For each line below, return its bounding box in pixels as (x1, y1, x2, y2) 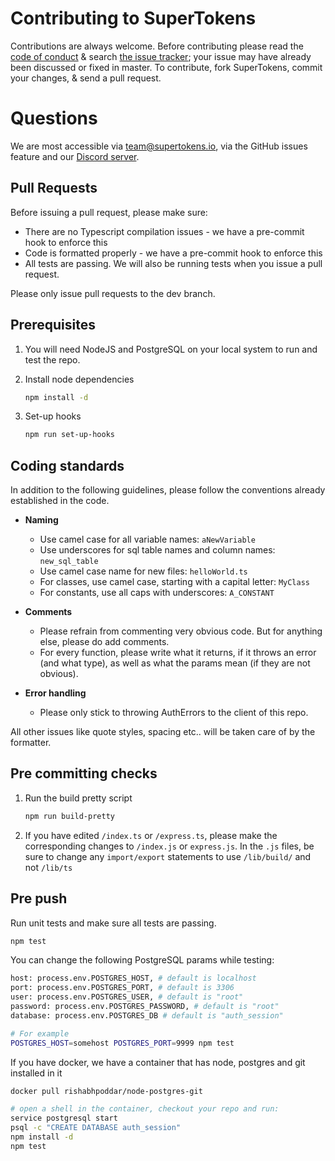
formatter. (10, 737, 52, 749)
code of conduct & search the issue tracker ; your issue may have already (10, 50, 312, 62)
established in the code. (10, 495, 110, 507)
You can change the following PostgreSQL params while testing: (10, 954, 275, 966)
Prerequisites (10, 317, 96, 334)
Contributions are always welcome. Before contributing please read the (10, 40, 304, 52)
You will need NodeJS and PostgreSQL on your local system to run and (24, 343, 318, 355)
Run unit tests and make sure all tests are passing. (10, 917, 217, 929)
